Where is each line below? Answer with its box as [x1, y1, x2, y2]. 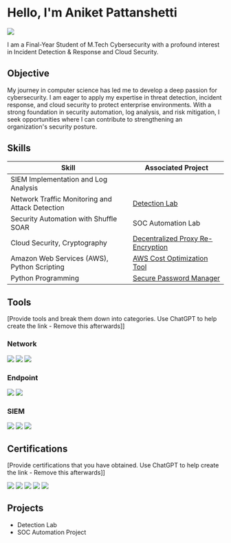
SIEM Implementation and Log [10, 174, 108, 184]
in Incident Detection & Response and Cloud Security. [7, 47, 159, 56]
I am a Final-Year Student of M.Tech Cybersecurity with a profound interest [7, 40, 220, 49]
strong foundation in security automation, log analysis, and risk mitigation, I [7, 108, 220, 116]
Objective [7, 67, 50, 80]
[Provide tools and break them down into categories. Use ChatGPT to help [7, 315, 217, 323]
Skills [7, 142, 31, 154]
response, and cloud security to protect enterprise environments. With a [7, 100, 212, 109]
